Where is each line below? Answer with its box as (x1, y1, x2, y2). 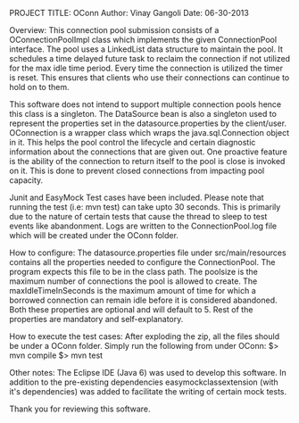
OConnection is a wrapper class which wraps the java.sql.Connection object (9, 128, 290, 137)
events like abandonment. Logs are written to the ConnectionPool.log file (9, 220, 278, 231)
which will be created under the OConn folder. (9, 230, 179, 240)
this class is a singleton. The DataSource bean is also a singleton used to (9, 109, 277, 119)
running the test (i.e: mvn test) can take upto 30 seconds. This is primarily (9, 202, 281, 212)
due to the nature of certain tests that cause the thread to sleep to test (9, 211, 268, 221)
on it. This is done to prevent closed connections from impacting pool (9, 165, 265, 176)
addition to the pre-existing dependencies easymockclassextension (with (9, 377, 278, 387)
